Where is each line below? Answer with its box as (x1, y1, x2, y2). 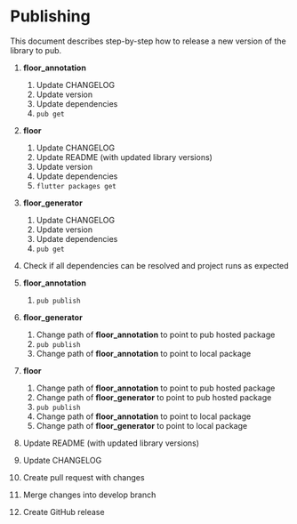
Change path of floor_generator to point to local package (36, 420, 248, 431)
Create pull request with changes (22, 472, 145, 482)
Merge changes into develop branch (22, 489, 157, 500)
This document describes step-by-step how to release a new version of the (10, 36, 287, 46)
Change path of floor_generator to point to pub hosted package (36, 391, 272, 402)
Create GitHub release (22, 506, 105, 517)
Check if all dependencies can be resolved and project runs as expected (22, 260, 289, 270)
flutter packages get (36, 181, 116, 190)
